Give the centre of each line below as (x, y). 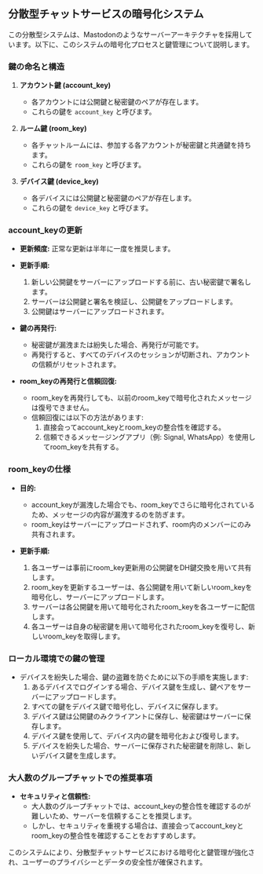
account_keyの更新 (45, 230)
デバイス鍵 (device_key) (59, 181)
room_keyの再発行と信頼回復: (68, 381)
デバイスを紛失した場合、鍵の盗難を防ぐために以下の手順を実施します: (134, 677)
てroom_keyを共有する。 (83, 447)
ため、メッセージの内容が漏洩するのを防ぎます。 (110, 514)
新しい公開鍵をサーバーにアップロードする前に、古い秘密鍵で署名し (141, 282)
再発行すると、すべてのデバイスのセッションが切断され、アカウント (141, 355)
